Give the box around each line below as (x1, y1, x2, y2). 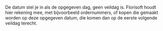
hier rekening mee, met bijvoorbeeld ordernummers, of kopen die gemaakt (5, 9, 159, 15)
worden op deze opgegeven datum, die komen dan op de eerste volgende (5, 15, 158, 20)
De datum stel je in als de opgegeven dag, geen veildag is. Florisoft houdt (5, 4, 157, 10)
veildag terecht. (5, 20, 37, 26)
